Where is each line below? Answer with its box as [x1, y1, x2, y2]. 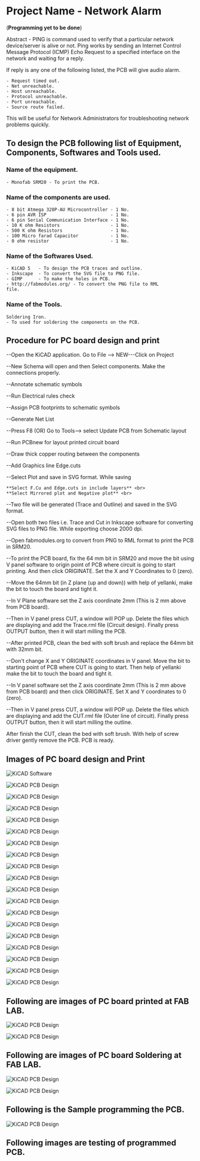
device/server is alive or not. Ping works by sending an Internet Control [6, 42, 181, 49]
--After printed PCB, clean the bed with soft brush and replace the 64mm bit [6, 639, 194, 647]
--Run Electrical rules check [6, 392, 75, 399]
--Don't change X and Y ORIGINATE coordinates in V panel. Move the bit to [6, 657, 191, 665]
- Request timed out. [6, 78, 60, 84]
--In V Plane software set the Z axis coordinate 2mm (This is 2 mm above [6, 597, 186, 604]
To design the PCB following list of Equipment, [6, 138, 182, 148]
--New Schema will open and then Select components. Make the [6, 363, 165, 370]
